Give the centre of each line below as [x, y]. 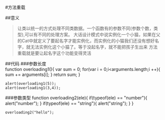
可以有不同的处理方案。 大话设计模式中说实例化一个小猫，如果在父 [92, 34]
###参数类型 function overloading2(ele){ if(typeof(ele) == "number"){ [76, 98]
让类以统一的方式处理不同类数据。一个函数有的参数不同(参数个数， [85, 28]
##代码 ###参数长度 [26, 64]
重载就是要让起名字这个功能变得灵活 [54, 53]
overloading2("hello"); [30, 113]
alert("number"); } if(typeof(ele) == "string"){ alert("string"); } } [69, 103]
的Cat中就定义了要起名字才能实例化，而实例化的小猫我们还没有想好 [86, 41]
